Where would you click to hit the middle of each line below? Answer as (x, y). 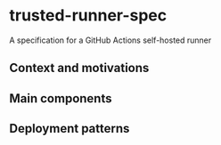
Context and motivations (79, 68)
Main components (61, 98)
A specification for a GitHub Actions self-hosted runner (110, 40)
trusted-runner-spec (88, 16)
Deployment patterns (70, 129)
